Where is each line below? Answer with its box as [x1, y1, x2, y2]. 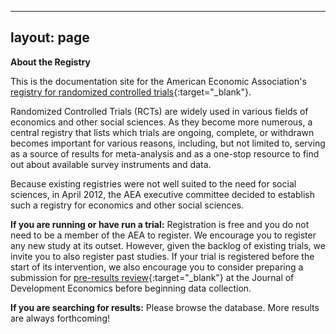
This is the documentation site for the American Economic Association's [10, 75, 307, 87]
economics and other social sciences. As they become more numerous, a [10, 116, 313, 128]
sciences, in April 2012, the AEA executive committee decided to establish [10, 188, 315, 200]
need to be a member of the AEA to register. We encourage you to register [10, 229, 317, 241]
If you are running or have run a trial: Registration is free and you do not [10, 218, 310, 230]
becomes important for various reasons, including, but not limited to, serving [10, 137, 326, 149]
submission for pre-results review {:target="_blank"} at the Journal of [10, 271, 295, 283]
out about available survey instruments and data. [10, 158, 212, 170]
